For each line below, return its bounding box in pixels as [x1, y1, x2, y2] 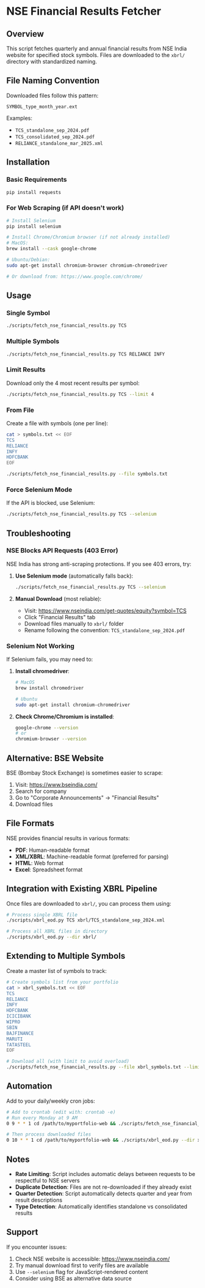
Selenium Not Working [6, 641, 75, 650]
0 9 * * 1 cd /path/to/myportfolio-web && [6, 1120, 116, 1126]
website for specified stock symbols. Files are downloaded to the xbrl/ [6, 51, 185, 59]
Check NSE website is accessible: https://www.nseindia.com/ [15, 1255, 170, 1262]
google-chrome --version [15, 724, 79, 731]
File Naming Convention [6, 75, 99, 86]
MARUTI [6, 1036, 23, 1042]
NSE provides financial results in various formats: [6, 834, 130, 842]
